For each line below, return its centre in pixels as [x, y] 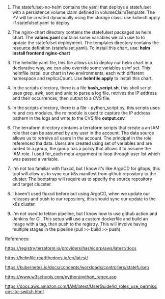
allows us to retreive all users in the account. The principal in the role [82, 138]
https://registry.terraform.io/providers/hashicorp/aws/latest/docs [71, 248]
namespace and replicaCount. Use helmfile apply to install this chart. [82, 78]
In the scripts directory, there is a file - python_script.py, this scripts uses [86, 108]
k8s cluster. [24, 204]
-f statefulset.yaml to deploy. [41, 23]
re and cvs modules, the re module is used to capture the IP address [81, 113]
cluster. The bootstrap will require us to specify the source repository [82, 179]
